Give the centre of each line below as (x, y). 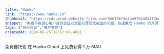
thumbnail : (16, 18)
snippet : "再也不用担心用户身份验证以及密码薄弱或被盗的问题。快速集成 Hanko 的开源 (82, 23)
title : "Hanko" (20, 9)
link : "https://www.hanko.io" (36, 14)
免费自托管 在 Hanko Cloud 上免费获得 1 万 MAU (53, 46)
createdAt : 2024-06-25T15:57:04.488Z (43, 32)
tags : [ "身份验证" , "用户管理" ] (34, 28)
